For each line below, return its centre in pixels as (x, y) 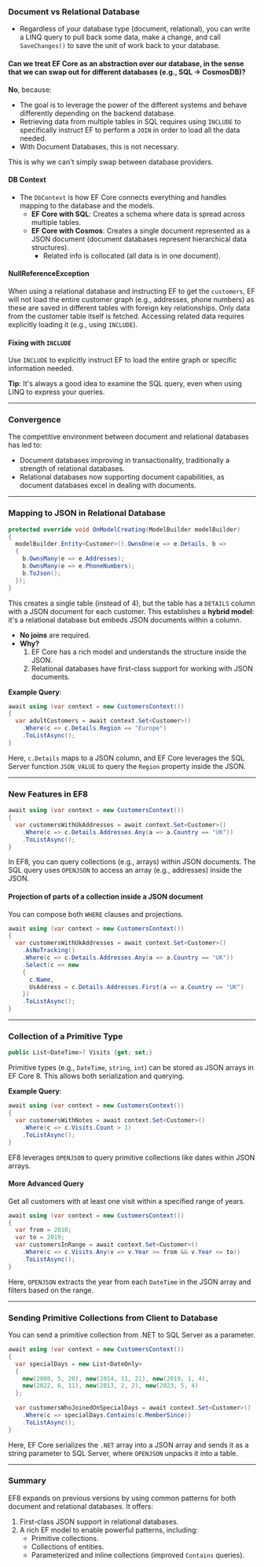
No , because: (30, 90)
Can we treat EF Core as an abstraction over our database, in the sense (126, 63)
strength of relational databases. (72, 469)
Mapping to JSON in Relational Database (87, 513)
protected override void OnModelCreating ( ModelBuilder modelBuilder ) (125, 529)
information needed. (41, 369)
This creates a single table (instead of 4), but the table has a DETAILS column (132, 603)
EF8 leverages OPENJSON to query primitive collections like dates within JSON (132, 1157)
